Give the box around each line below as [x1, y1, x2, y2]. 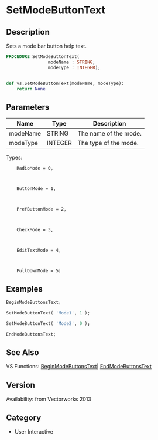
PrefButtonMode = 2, [16, 207, 67, 212]
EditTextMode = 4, [16, 248, 61, 253]
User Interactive [14, 428, 54, 435]
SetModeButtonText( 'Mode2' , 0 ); [6, 320, 91, 326]
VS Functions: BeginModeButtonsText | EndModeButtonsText [6, 363, 152, 370]
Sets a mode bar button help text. [6, 42, 87, 49]
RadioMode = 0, [16, 165, 54, 171]
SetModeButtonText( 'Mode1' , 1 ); [6, 310, 91, 316]
